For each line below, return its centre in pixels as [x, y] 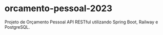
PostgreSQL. [17, 27]
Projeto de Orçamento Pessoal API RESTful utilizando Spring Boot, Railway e [81, 22]
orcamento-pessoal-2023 [59, 9]
